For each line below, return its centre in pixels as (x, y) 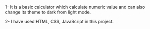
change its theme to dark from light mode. (48, 12)
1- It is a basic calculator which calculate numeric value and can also (75, 7)
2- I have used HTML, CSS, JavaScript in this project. (59, 22)
